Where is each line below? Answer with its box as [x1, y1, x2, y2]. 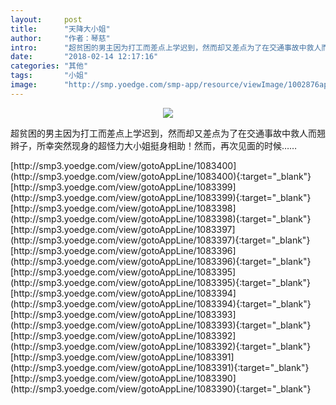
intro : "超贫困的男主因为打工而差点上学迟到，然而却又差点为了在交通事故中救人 [10, 42, 322, 53]
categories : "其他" [10, 61, 89, 71]
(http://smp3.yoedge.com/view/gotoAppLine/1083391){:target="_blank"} [10, 361, 310, 373]
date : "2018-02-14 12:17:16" [10, 52, 159, 62]
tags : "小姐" [10, 71, 89, 81]
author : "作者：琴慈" [10, 33, 111, 43]
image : [10, 80, 38, 90]
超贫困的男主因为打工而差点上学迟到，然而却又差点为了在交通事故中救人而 [10, 127, 317, 139]
